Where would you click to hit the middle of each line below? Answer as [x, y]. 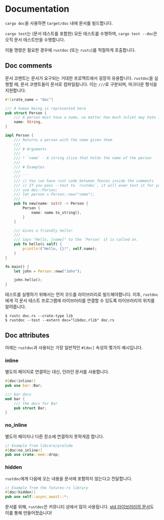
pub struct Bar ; [31, 408]
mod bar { [15, 399]
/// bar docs [18, 394]
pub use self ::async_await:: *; [37, 497]
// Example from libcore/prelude [39, 446]
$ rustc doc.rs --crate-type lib [39, 316]
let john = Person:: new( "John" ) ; [48, 271]
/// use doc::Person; [36, 190]
